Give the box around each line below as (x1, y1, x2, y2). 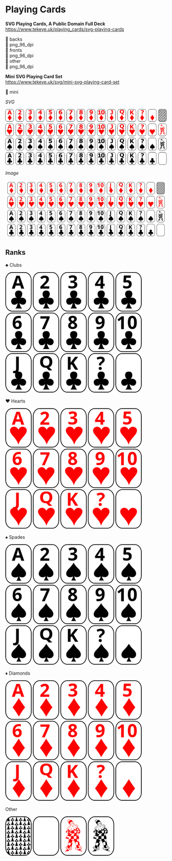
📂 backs (5, 36, 23, 42)
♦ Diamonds (5, 670, 31, 676)
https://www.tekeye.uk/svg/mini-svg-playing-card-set (5, 79, 120, 85)
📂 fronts (5, 47, 22, 53)
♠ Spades (5, 534, 26, 540)
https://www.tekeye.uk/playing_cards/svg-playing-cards (5, 26, 124, 32)
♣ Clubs (5, 261, 22, 268)
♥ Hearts (5, 398, 26, 404)
